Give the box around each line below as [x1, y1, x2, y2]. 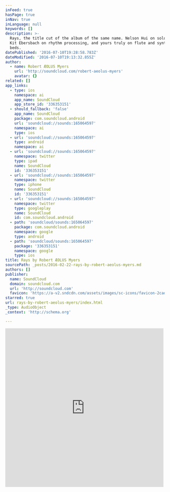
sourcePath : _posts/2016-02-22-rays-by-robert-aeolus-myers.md [5, 263, 142, 268]
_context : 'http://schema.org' [5, 309, 71, 315]
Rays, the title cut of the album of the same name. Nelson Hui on [10, 36, 155, 41]
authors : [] [5, 267, 30, 272]
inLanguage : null [5, 21, 42, 27]
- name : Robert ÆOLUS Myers [10, 64, 69, 69]
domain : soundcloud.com [10, 281, 60, 286]
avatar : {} [14, 74, 37, 79]
